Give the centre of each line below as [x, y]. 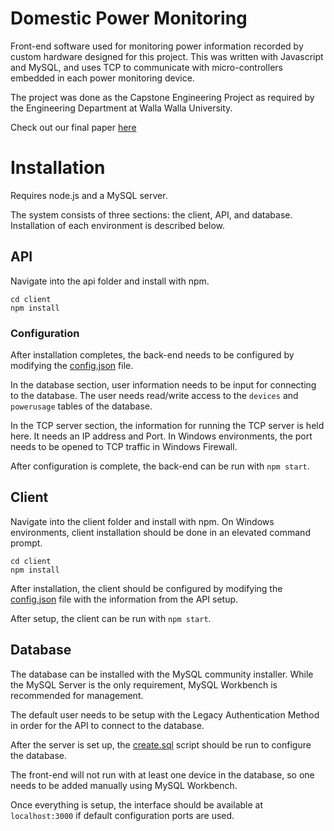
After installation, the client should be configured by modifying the [146, 588]
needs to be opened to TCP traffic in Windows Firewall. [124, 446]
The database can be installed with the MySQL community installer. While [162, 674]
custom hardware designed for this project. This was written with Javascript [167, 56]
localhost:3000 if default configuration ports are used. [122, 815]
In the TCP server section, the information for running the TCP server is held [167, 425]
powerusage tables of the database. [81, 406]
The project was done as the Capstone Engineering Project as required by [162, 97]
